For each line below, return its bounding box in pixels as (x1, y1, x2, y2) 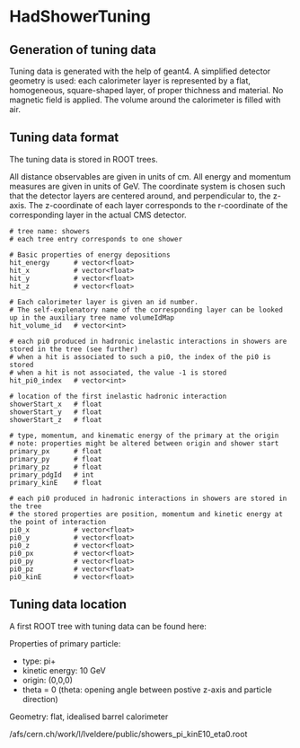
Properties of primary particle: (9, 638, 121, 648)
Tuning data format (9, 130, 119, 145)
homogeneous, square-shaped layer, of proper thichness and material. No (9, 85, 284, 95)
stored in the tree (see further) (9, 344, 139, 354)
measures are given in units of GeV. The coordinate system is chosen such (9, 180, 286, 191)
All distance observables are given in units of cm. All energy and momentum (9, 171, 292, 181)
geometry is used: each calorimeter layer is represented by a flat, (9, 75, 251, 86)
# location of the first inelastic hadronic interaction (9, 392, 227, 400)
